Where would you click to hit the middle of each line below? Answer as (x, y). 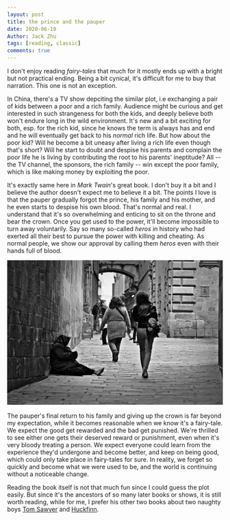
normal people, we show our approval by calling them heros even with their (113, 243)
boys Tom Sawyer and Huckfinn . (53, 509)
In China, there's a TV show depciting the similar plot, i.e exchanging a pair (113, 99)
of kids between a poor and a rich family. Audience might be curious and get (115, 106)
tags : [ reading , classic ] (44, 44)
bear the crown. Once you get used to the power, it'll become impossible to (113, 222)
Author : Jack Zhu (32, 36)
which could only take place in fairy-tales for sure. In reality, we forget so (110, 459)
